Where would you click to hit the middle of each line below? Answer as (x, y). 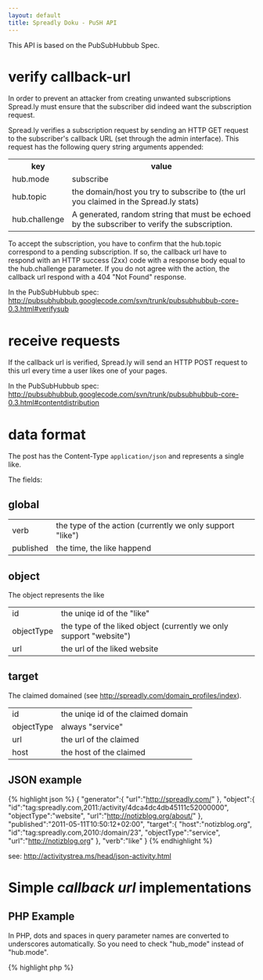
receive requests (64, 340)
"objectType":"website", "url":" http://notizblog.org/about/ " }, (106, 815)
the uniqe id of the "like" (105, 613)
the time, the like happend (103, 548)
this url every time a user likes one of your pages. (88, 371)
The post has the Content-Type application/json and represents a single (126, 456)
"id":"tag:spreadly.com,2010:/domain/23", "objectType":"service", (114, 832)
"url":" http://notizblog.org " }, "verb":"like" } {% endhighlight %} (110, 840)
